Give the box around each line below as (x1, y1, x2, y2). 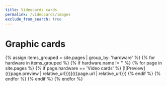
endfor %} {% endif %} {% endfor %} (5, 76, 83, 82)
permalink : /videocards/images (5, 12, 71, 17)
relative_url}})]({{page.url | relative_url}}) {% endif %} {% (42, 70, 161, 76)
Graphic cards (5, 38, 66, 49)
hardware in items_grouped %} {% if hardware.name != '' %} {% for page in (5, 60, 162, 66)
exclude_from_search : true (5, 16, 62, 21)
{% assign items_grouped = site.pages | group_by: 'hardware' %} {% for (5, 54, 155, 60)
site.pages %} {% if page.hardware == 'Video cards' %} (5, 65, 122, 71)
